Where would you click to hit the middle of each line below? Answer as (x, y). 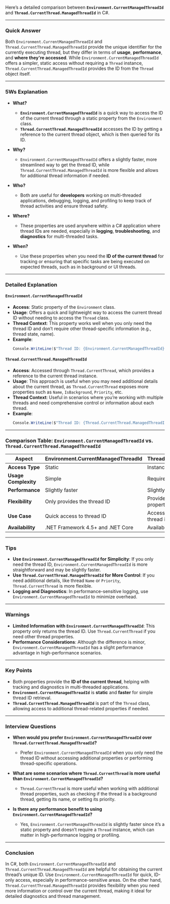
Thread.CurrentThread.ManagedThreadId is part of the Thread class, (81, 703)
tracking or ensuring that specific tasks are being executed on (85, 261)
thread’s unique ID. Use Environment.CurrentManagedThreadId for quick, (79, 875)
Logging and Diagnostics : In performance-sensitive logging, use (80, 591)
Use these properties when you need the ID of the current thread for (92, 256)
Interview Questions (31, 726)
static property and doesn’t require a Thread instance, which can (87, 830)
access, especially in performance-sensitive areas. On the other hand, (88, 880)
